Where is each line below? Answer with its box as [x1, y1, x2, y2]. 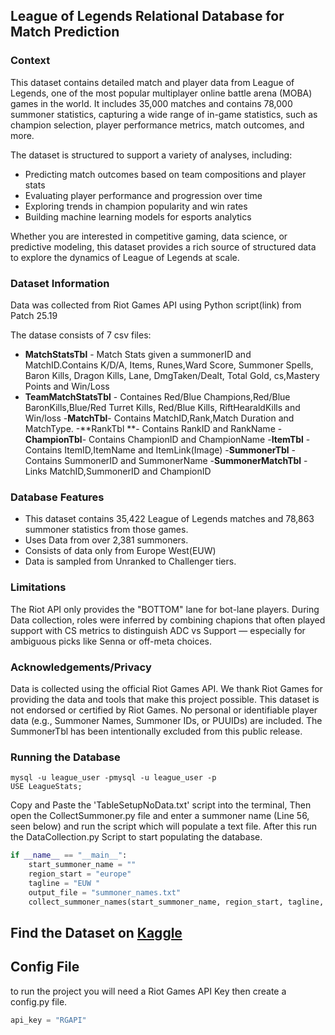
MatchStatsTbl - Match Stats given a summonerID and [24, 348, 252, 360]
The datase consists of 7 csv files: [10, 329, 152, 341]
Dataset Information [10, 276, 110, 290]
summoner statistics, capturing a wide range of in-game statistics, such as [10, 108, 318, 120]
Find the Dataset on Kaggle [10, 924, 183, 941]
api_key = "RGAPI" [10, 1015, 87, 1025]
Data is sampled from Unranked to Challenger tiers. [24, 555, 237, 568]
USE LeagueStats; [10, 782, 83, 792]
